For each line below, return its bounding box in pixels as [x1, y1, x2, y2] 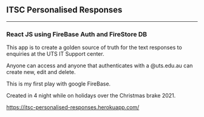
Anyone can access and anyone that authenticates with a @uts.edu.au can [6, 62, 193, 69]
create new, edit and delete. [6, 69, 76, 76]
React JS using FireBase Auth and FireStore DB [6, 30, 148, 38]
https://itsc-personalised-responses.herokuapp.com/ [6, 104, 140, 111]
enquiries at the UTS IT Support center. [6, 50, 104, 58]
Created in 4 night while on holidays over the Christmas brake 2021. [6, 92, 176, 99]
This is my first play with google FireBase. [6, 80, 111, 87]
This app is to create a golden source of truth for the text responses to [6, 44, 182, 51]
